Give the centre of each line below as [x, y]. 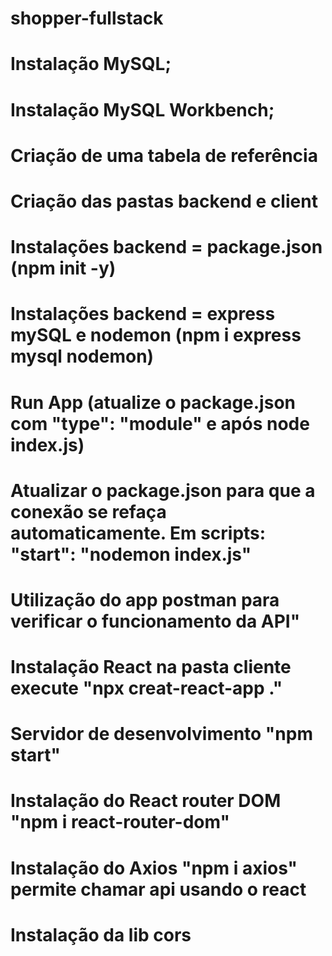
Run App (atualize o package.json [153, 402]
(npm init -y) [63, 268]
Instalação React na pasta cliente [151, 667]
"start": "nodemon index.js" [131, 554]
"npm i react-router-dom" [120, 822]
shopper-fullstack [87, 18]
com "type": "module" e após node [160, 423]
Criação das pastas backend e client [164, 201]
